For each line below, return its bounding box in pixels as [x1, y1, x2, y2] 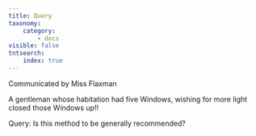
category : [23, 27, 57, 35]
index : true [23, 57, 63, 65]
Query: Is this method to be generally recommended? [8, 118, 186, 128]
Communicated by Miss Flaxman [8, 78, 117, 89]
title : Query [8, 11, 52, 20]
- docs [37, 34, 60, 43]
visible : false [8, 42, 60, 50]
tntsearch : [8, 49, 45, 57]
